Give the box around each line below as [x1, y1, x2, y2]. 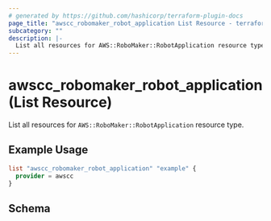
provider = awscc [15, 172, 74, 180]
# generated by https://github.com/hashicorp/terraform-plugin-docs [8, 11, 244, 20]
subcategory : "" [8, 27, 63, 35]
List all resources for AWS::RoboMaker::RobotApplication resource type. [8, 120, 244, 129]
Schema [8, 202, 51, 215]
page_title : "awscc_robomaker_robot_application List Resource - [8, 19, 232, 27]
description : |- [8, 34, 63, 43]
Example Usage [8, 143, 89, 157]
